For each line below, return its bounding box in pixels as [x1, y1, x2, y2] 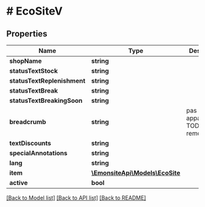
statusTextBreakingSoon [9, 96, 83, 105]
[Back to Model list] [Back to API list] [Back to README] [6, 194, 146, 202]
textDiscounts [9, 139, 52, 147]
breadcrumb [9, 118, 46, 126]
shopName [9, 57, 42, 65]
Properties [6, 29, 48, 39]
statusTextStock [9, 67, 58, 75]
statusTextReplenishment [9, 77, 85, 85]
